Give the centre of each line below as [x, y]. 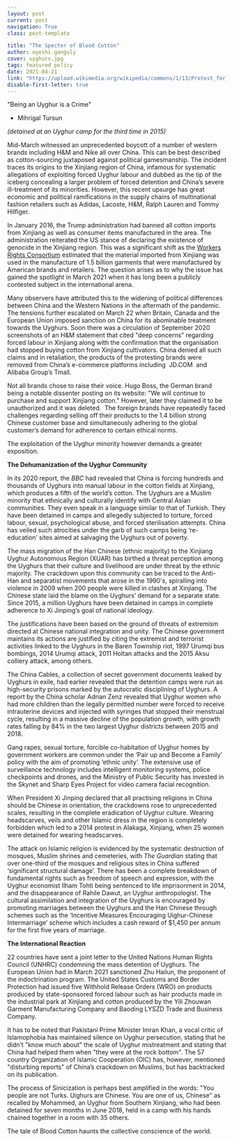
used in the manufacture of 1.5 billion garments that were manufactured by [114, 262]
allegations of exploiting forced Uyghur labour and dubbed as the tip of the [115, 174]
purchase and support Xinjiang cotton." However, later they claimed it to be [115, 401]
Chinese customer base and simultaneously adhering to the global [102, 423]
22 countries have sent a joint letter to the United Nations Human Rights [110, 957]
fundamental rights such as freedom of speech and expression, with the [111, 878]
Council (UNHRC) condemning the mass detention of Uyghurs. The [103, 964]
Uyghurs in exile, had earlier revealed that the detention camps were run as [115, 682]
